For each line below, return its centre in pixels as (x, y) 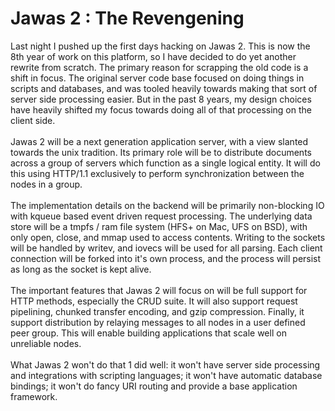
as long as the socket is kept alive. (81, 269)
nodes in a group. (46, 184)
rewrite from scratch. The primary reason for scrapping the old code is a (159, 67)
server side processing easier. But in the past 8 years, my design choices (161, 99)
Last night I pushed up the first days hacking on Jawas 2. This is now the (160, 46)
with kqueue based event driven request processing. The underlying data (161, 216)
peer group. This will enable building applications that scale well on (148, 333)
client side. (33, 120)
